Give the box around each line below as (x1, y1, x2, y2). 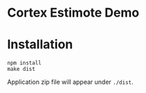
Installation (7, 37, 73, 53)
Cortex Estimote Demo (7, 5, 140, 21)
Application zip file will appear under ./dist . (7, 78, 134, 86)
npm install (7, 60, 42, 67)
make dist (7, 66, 36, 73)
